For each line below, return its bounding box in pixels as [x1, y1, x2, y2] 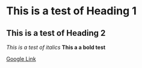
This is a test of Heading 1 [6, 4, 137, 18]
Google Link [6, 55, 36, 62]
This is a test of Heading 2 [6, 28, 106, 38]
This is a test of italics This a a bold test [6, 44, 106, 51]
